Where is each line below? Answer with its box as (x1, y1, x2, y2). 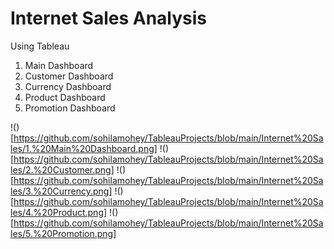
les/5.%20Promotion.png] (10, 227, 117, 239)
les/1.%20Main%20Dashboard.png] (10, 142, 158, 154)
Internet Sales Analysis (10, 7, 208, 30)
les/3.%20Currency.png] (10, 185, 113, 197)
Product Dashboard (24, 91, 106, 103)
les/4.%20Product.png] (10, 206, 108, 218)
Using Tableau (10, 40, 70, 52)
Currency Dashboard (24, 80, 112, 92)
